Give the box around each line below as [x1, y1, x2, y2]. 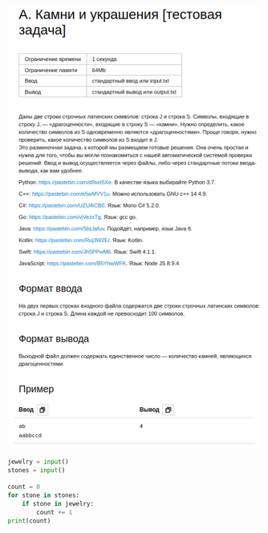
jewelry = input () [7, 458, 69, 466]
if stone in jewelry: [22, 500, 94, 508]
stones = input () [7, 466, 66, 474]
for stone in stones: [7, 491, 80, 499]
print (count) [7, 516, 51, 525]
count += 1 [36, 508, 73, 516]
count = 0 [7, 483, 41, 491]
